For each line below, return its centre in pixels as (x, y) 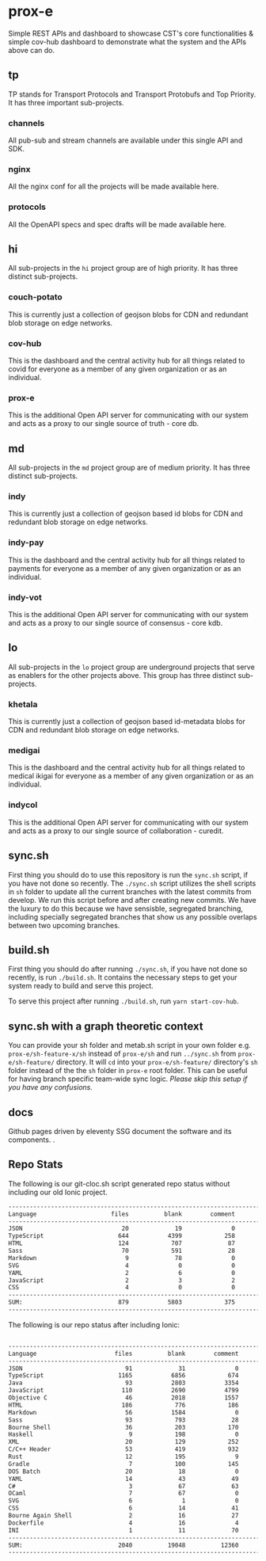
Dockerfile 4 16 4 (123, 1523)
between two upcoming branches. (64, 925)
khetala (23, 704)
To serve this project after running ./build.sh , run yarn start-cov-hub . (123, 1001)
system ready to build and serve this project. (81, 986)
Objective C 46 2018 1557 (123, 1398)
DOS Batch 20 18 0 (123, 1472)
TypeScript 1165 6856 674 (123, 1376)
